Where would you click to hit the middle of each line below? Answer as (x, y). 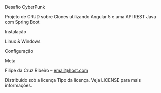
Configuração (19, 51)
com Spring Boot (22, 22)
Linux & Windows (23, 41)
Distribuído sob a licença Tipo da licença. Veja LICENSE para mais (73, 80)
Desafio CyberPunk (25, 7)
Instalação (16, 32)
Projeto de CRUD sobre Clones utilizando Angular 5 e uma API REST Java (81, 17)
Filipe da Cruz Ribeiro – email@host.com (47, 70)
